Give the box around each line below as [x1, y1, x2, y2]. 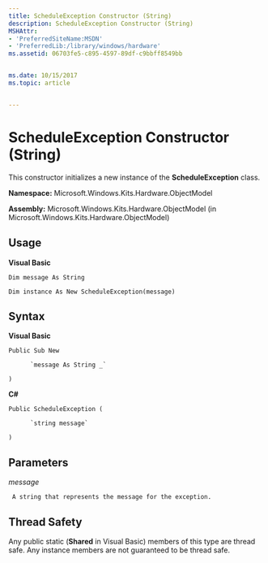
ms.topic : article [8, 79, 70, 87]
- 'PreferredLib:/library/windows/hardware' [8, 42, 161, 50]
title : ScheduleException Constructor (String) [8, 11, 172, 20]
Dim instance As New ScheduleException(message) [8, 288, 176, 296]
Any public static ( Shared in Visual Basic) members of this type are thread [8, 536, 256, 546]
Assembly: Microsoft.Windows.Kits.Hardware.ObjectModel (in [8, 204, 217, 214]
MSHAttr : [8, 27, 38, 35]
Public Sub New [8, 347, 60, 355]
